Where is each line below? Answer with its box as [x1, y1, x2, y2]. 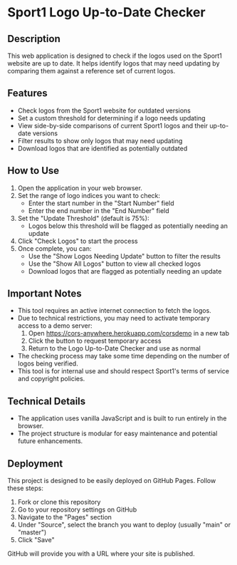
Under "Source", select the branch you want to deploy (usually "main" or [17, 521, 231, 529]
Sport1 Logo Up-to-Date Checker [7, 4, 206, 21]
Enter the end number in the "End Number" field [28, 206, 169, 214]
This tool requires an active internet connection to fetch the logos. [17, 306, 211, 315]
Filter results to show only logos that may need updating [17, 136, 183, 145]
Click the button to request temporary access [28, 336, 162, 346]
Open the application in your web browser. [17, 183, 142, 192]
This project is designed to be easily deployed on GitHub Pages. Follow [7, 477, 216, 485]
